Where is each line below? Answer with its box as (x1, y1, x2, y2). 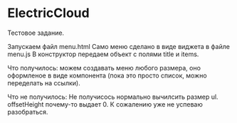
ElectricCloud (7, 5, 90, 21)
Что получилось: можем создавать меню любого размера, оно (7, 63, 201, 72)
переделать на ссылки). (7, 78, 80, 87)
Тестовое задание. (7, 28, 65, 37)
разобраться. (7, 107, 48, 116)
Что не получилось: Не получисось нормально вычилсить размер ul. (7, 92, 218, 101)
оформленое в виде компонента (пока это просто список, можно (7, 71, 208, 80)
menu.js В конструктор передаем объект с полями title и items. (7, 50, 199, 58)
